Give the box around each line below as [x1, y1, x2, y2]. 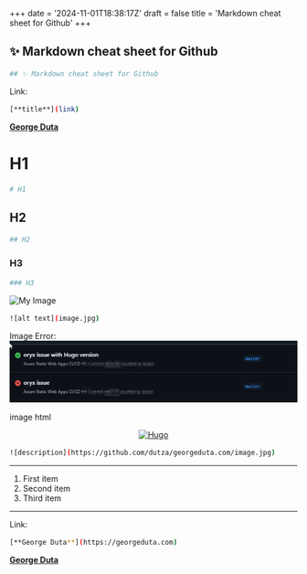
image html [9, 411, 52, 423]
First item [22, 473, 58, 484]
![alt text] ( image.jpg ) [9, 314, 101, 324]
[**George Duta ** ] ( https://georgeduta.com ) [9, 538, 178, 547]
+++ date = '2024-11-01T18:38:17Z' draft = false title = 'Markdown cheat [9, 8, 281, 18]
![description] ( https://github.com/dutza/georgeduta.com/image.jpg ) [9, 448, 276, 458]
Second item [22, 484, 71, 494]
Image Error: [9, 331, 57, 342]
